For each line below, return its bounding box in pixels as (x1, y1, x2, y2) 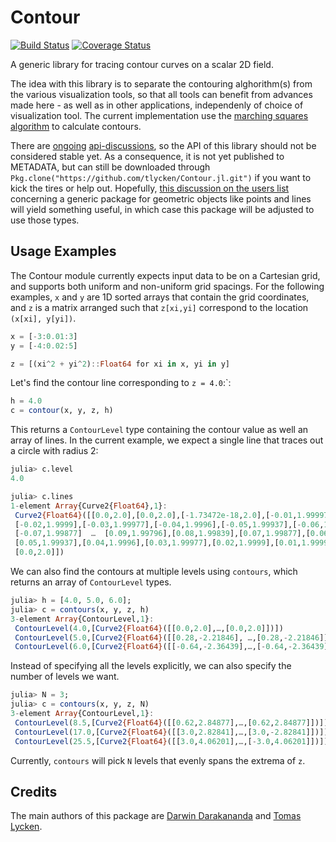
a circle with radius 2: (10, 445, 99, 457)
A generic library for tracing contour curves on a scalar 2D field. (10, 58, 274, 70)
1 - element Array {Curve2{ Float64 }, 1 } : (10, 501, 168, 511)
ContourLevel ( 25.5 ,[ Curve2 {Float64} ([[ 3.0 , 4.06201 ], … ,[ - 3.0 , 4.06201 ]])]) (14, 736, 329, 746)
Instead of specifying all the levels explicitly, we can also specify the (10, 660, 292, 672)
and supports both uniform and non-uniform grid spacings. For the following (10, 280, 325, 292)
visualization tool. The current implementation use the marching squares (10, 109, 309, 121)
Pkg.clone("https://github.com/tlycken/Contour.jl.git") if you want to (10, 171, 312, 183)
